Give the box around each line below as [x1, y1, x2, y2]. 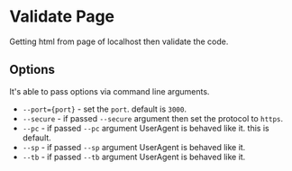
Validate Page [9, 6, 115, 27]
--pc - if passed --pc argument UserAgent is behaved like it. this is [22, 122, 269, 133]
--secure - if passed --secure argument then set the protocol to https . [22, 112, 284, 123]
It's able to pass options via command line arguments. [9, 85, 210, 96]
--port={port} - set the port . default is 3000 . [22, 103, 187, 114]
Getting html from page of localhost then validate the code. [9, 36, 229, 47]
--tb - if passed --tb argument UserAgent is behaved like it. [22, 151, 246, 162]
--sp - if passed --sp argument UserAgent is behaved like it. [22, 141, 246, 152]
